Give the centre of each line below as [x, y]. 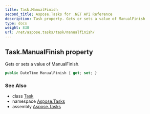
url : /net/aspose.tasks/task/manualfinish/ [50, 32]
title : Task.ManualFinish [31, 10]
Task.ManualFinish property [49, 52]
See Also [16, 85]
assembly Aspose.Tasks [36, 106]
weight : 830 [17, 28]
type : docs [16, 23]
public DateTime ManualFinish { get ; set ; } [51, 73]
